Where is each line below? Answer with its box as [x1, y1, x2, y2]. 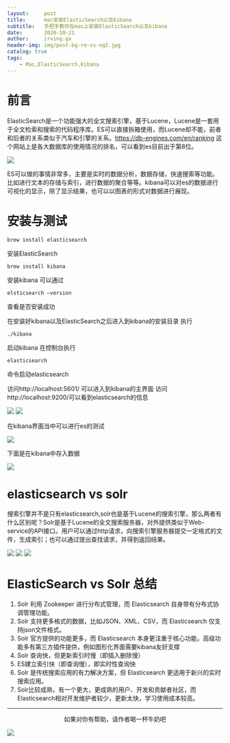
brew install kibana [7, 263, 66, 270]
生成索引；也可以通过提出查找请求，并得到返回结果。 [18, 536, 169, 544]
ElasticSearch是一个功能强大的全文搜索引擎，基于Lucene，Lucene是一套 [7, 116, 214, 125]
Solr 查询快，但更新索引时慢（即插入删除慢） [16, 651, 144, 659]
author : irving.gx [7, 36, 72, 42]
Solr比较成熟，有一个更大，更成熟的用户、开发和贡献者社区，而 [16, 685, 196, 694]
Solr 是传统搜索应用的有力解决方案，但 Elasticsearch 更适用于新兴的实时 [16, 668, 221, 677]
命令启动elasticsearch [7, 370, 69, 378]
